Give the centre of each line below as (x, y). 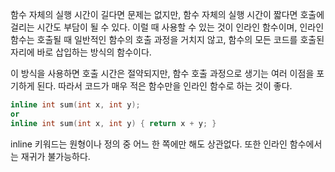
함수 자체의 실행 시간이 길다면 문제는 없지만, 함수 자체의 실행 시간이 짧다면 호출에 (167, 14)
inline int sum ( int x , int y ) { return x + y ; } (113, 123)
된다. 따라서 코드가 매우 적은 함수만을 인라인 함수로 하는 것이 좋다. (164, 86)
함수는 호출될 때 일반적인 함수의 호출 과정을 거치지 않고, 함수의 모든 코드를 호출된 (167, 39)
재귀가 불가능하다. (55, 156)
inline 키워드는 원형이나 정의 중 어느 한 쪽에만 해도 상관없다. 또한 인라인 (149, 144)
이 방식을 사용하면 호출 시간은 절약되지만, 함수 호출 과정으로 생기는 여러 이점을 (162, 73)
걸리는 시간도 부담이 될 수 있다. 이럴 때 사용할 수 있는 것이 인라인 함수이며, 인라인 (167, 27)
